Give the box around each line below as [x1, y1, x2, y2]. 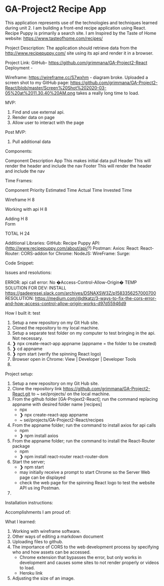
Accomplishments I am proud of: [5, 509, 71, 515]
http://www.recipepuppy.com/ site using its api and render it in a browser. [5, 50, 154, 56]
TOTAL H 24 [5, 230, 30, 236]
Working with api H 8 [5, 206, 47, 212]
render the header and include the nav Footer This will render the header [5, 163, 152, 169]
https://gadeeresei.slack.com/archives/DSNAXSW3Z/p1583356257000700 [5, 290, 157, 296]
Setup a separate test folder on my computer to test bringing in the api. [12, 330, 156, 336]
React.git [12, 391, 30, 397]
